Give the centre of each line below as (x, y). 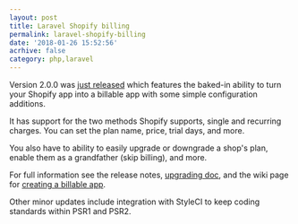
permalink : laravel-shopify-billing (77, 34)
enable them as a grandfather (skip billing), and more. (108, 157)
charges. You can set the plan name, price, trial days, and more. (127, 130)
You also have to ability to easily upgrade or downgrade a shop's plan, (139, 148)
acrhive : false (38, 51)
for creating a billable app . (57, 184)
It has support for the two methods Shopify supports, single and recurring (145, 121)
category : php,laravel (51, 59)
